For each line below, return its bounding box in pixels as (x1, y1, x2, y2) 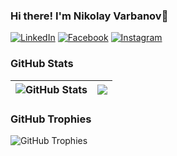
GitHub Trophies (10, 112, 92, 126)
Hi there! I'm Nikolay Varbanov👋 (10, 9, 169, 23)
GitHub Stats (10, 57, 74, 71)
